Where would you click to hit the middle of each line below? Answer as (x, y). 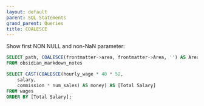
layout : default (27, 12)
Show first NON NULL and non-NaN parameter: (66, 46)
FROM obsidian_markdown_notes (45, 63)
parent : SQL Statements (36, 18)
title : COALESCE (27, 29)
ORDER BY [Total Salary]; (39, 97)
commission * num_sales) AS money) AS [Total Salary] (87, 85)
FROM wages (20, 91)
